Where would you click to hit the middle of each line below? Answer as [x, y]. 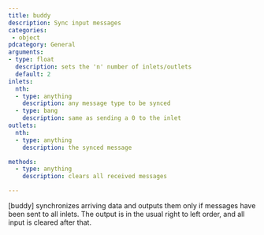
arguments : [26, 52]
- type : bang [37, 111]
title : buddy [30, 15]
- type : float [32, 60]
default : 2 [33, 74]
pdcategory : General [42, 45]
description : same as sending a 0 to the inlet [102, 118]
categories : [28, 30]
